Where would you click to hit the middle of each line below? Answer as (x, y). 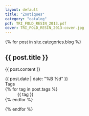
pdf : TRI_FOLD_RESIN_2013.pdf (36, 23)
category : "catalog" (26, 19)
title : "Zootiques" (25, 14)
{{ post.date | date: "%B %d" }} (37, 79)
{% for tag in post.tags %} (31, 89)
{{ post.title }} (27, 57)
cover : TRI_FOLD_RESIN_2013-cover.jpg (44, 28)
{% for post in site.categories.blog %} (43, 42)
